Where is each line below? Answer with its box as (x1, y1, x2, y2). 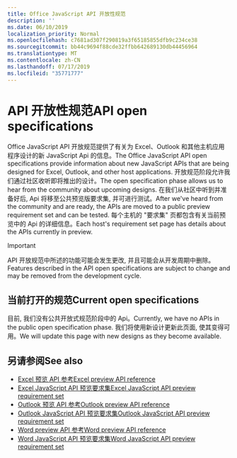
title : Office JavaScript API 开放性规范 (7, 10, 126, 18)
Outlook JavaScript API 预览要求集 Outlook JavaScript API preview (17, 409, 210, 418)
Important (7, 241, 36, 250)
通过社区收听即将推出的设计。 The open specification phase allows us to (13, 177, 224, 185)
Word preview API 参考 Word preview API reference (17, 425, 166, 434)
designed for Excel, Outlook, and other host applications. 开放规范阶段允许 (7, 168, 224, 176)
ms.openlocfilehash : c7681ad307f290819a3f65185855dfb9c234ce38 (7, 37, 198, 44)
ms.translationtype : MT (7, 50, 78, 58)
